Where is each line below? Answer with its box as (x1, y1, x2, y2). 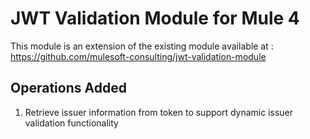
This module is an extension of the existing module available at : (10, 40, 274, 52)
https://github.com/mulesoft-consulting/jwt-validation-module (10, 50, 267, 62)
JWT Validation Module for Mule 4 (10, 7, 300, 30)
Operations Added (10, 80, 127, 97)
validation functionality (24, 117, 119, 129)
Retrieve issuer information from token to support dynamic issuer (24, 106, 294, 118)
